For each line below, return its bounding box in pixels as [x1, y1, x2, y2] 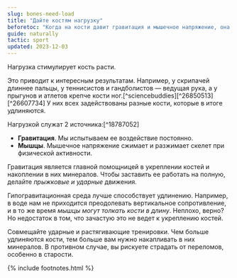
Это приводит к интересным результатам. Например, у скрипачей [7, 76, 210, 85]
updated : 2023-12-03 [7, 43, 69, 50]
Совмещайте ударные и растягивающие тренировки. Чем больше [7, 228, 209, 236]
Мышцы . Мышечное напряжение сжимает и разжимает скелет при [17, 141, 225, 149]
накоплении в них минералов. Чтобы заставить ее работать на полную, [7, 170, 226, 178]
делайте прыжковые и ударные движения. [7, 178, 137, 186]
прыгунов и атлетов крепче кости [7, 91, 110, 100]
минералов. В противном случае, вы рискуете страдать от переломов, [7, 243, 224, 251]
